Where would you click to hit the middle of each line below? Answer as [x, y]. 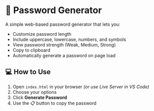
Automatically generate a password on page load [64, 55]
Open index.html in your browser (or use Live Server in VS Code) [81, 87]
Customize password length [42, 34]
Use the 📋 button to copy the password [54, 103]
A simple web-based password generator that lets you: [63, 24]
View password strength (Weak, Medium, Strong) [64, 44]
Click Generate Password [40, 97]
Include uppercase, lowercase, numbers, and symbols [69, 39]
